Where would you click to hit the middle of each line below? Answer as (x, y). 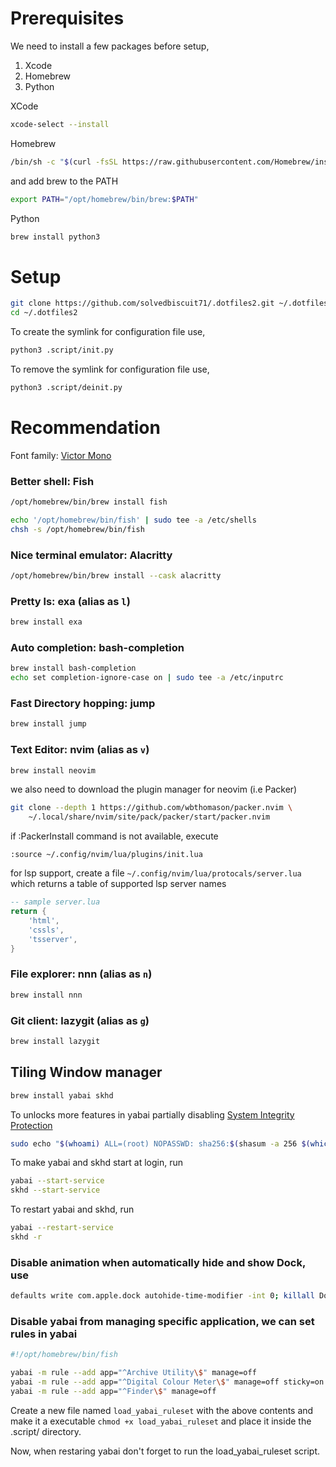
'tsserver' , (53, 939)
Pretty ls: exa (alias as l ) (70, 601)
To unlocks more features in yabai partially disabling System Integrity (152, 1114)
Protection (31, 1125)
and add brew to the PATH (64, 181)
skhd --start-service (55, 1190)
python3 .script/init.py (62, 350)
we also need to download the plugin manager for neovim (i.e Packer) (154, 789)
